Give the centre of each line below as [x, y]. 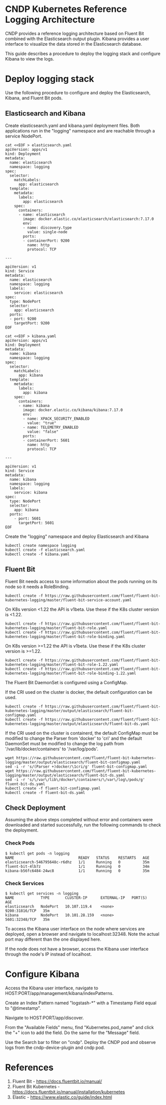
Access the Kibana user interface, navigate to [52, 988]
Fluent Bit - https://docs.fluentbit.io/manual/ [57, 1081]
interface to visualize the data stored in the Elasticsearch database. [74, 44]
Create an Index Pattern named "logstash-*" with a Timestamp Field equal [81, 1003]
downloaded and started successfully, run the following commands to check [83, 825]
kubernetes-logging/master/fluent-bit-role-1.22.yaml [62, 664]
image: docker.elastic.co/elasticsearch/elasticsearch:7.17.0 [88, 219]
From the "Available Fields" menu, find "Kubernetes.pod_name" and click [80, 1027]
